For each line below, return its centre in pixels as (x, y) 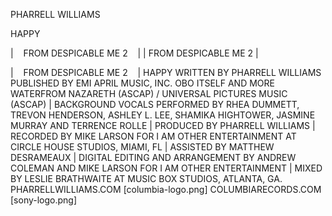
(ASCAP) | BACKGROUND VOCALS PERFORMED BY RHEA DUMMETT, (155, 104)
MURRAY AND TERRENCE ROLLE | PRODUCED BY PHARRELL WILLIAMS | (163, 125)
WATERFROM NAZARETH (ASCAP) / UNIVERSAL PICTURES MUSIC (149, 93)
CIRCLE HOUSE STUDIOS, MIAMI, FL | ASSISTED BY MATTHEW (142, 147)
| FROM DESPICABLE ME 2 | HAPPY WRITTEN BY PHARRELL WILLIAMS (166, 72)
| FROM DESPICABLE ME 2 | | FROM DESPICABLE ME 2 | (134, 53)
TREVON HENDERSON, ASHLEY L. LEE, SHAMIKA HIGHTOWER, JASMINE (163, 115)
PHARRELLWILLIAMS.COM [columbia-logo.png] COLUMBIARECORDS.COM (166, 189)
